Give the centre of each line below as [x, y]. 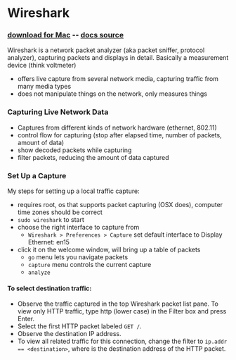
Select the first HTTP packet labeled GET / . [79, 326]
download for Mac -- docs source [66, 35]
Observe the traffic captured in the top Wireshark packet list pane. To [118, 304]
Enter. [26, 319]
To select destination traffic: [50, 288]
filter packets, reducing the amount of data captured [93, 157]
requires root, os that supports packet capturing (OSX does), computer [120, 205]
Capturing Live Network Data [58, 112]
